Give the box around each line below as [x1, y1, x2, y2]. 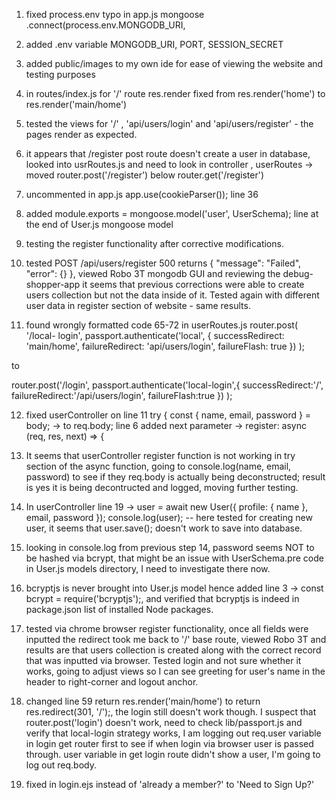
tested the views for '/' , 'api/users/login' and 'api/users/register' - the [25, 118, 314, 129]
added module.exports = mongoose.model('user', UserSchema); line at [25, 208, 319, 219]
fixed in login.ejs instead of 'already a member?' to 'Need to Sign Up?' [25, 779, 315, 790]
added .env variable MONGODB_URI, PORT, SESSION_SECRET [25, 39, 284, 50]
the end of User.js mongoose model [25, 219, 174, 230]
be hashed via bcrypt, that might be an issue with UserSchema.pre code [25, 552, 324, 564]
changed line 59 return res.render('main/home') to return [25, 695, 261, 707]
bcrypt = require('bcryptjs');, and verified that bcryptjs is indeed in [25, 593, 300, 604]
